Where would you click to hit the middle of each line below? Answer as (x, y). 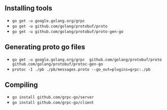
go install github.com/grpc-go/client (53, 103)
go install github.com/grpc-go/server (53, 97)
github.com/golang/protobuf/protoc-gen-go (57, 64)
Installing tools (29, 8)
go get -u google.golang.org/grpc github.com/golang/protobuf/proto (87, 60)
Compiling (22, 85)
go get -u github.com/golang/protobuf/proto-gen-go (68, 32)
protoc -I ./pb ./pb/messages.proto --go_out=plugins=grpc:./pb (81, 69)
